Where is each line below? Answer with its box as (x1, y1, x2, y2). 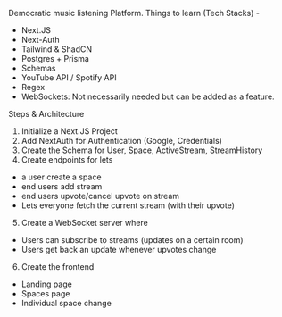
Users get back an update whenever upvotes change (21, 245, 217, 254)
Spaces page (21, 288, 70, 298)
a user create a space (21, 171, 102, 182)
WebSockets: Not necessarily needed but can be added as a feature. (21, 91, 275, 102)
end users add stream (21, 181, 103, 191)
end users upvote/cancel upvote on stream (21, 191, 180, 201)
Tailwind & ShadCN (21, 44, 93, 54)
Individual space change (21, 298, 112, 308)
